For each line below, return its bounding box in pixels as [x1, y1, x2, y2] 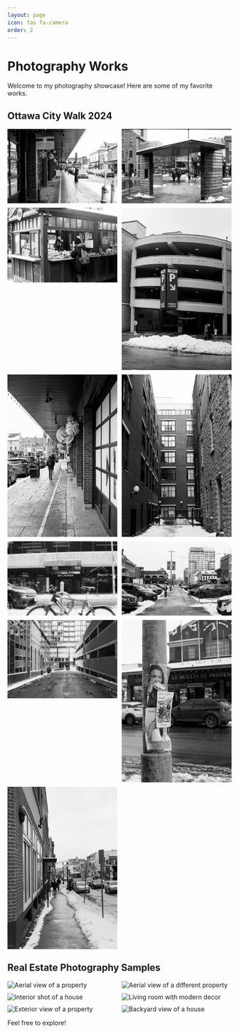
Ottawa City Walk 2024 [7, 110, 112, 122]
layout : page [7, 11, 46, 19]
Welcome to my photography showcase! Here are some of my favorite [7, 82, 213, 90]
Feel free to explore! [7, 1018, 66, 1027]
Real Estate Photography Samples [7, 961, 161, 974]
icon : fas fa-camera [7, 19, 69, 26]
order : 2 [7, 26, 33, 33]
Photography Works [7, 58, 129, 74]
